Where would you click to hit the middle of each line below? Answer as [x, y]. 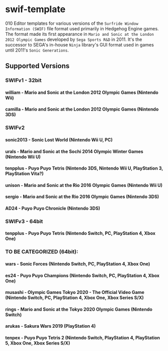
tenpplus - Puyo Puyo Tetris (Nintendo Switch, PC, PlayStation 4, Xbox [80, 233]
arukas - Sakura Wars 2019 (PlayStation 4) [51, 326]
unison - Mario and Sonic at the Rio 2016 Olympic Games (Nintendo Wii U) [84, 185]
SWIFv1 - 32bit [23, 80]
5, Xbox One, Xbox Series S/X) [38, 343]
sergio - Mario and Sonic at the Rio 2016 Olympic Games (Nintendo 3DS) [82, 197]
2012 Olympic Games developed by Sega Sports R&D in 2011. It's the [74, 39]
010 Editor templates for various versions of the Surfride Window [72, 23]
